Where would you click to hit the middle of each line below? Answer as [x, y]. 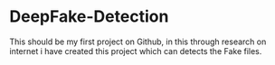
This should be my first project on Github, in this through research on [138, 42]
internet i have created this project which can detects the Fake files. [136, 51]
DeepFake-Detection [89, 17]
